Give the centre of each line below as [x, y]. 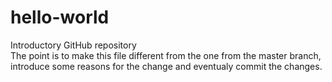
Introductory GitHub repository [73, 45]
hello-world [60, 17]
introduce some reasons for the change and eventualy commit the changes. [166, 66]
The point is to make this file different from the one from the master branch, [166, 55]
